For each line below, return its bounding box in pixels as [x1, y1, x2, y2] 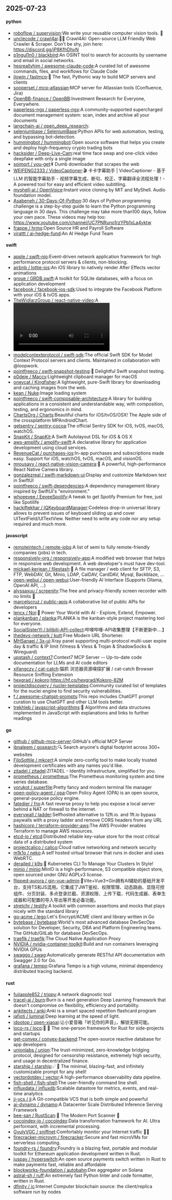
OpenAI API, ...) [13, 583, 46, 588]
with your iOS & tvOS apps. [13, 291, 71, 297]
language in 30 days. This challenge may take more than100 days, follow [13, 208, 167, 215]
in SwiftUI [13, 477, 34, 483]
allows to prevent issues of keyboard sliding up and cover [13, 510, 135, 516]
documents [13, 117, 37, 123]
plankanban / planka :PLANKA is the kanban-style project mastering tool [13, 615, 165, 621]
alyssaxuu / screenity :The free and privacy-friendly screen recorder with [13, 588, 167, 594]
